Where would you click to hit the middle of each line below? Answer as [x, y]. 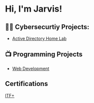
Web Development [31, 69]
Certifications [27, 84]
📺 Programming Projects [44, 54]
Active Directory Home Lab [39, 38]
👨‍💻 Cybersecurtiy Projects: [47, 27]
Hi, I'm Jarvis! [34, 9]
